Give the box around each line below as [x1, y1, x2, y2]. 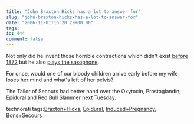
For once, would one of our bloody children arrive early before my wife [6, 70, 178, 77]
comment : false [6, 36, 44, 42]
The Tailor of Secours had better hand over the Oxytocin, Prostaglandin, [6, 88, 181, 94]
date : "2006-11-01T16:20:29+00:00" [6, 19, 94, 25]
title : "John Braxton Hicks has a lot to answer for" [6, 8, 142, 15]
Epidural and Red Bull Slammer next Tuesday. [6, 94, 116, 101]
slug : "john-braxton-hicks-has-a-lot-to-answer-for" [6, 14, 139, 20]
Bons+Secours [6, 112, 42, 119]
